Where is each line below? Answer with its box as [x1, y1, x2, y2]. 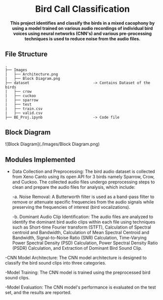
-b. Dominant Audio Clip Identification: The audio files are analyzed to [12, 214, 154, 220]
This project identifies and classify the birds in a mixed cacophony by [10, 20, 155, 26]
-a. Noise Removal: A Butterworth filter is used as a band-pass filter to [12, 194, 155, 200]
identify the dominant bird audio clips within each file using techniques [12, 219, 156, 225]
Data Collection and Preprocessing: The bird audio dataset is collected [12, 168, 155, 174]
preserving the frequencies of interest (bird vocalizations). [12, 204, 131, 210]
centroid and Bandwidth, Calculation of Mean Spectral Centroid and [12, 230, 150, 235]
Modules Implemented [5, 155, 76, 164]
